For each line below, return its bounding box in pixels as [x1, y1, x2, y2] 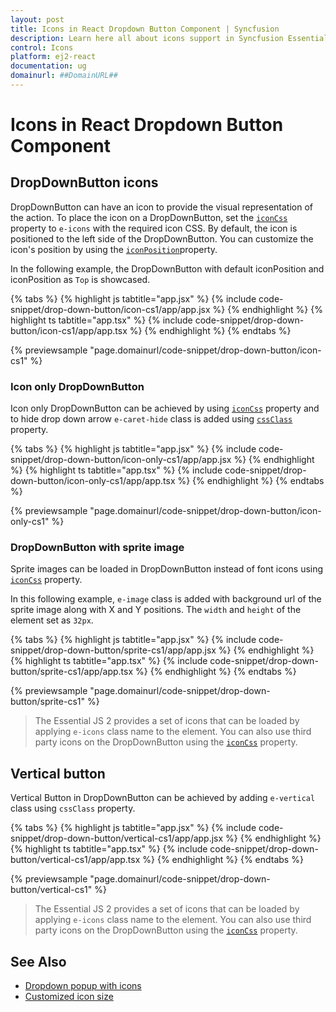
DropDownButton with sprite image [10, 541, 185, 555]
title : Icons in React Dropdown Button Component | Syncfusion [10, 24, 280, 34]
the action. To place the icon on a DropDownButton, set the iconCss [10, 211, 288, 223]
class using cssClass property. [10, 802, 136, 815]
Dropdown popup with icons [24, 980, 142, 992]
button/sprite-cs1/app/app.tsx [10, 666, 134, 678]
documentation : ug [10, 61, 87, 71]
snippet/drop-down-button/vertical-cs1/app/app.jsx [10, 832, 224, 845]
